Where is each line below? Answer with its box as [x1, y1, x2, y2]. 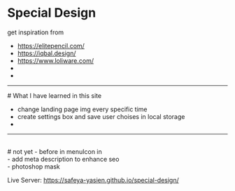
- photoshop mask [7, 162, 61, 171]
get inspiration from [7, 28, 64, 36]
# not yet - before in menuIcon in [7, 147, 103, 155]
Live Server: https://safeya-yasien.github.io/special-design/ [7, 176, 180, 184]
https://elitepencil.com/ [17, 41, 85, 50]
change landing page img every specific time [17, 105, 148, 113]
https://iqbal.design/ [17, 49, 76, 57]
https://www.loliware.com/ [17, 56, 94, 64]
